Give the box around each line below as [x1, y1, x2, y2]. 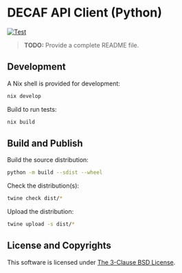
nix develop [7, 92, 41, 99]
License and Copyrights [7, 240, 112, 252]
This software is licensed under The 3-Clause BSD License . [7, 258, 176, 266]
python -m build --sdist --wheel [7, 169, 103, 176]
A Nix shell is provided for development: [7, 79, 120, 88]
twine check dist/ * [7, 195, 63, 202]
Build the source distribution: [7, 156, 89, 164]
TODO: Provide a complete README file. [23, 41, 139, 49]
